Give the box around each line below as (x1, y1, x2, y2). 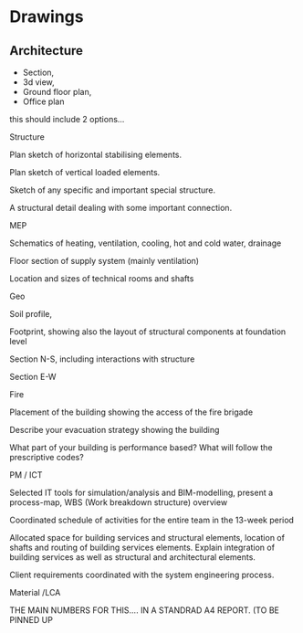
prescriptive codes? (9, 452, 84, 462)
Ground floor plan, (22, 87, 92, 97)
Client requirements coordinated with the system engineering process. (9, 569, 275, 580)
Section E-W (9, 372, 57, 382)
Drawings (9, 6, 84, 27)
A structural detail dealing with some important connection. (9, 203, 233, 213)
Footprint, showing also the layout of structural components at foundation (9, 326, 287, 337)
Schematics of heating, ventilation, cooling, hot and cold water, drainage (9, 237, 282, 248)
